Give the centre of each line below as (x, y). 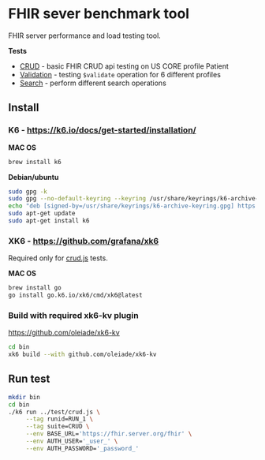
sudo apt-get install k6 (49, 221)
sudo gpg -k (28, 191)
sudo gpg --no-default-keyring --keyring (77, 199)
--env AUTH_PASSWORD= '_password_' (82, 448)
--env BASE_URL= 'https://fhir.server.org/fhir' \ (109, 434)
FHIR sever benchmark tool (99, 14)
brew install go (35, 288)
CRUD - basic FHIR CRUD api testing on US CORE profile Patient (124, 66)
